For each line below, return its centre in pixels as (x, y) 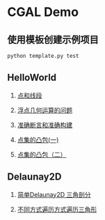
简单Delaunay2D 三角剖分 (54, 194)
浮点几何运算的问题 (45, 110)
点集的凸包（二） (42, 155)
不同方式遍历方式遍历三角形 (57, 209)
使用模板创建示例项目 (53, 39)
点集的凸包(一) (38, 139)
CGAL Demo (43, 12)
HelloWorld (32, 78)
